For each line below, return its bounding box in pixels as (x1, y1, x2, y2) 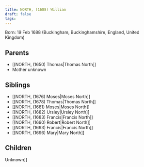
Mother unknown (12, 67, 47, 73)
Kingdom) (5, 34, 25, 40)
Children (5, 144, 32, 152)
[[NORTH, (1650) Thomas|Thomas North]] (12, 62, 96, 67)
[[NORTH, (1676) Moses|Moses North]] (12, 94, 91, 100)
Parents (5, 49, 29, 57)
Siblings (5, 81, 31, 89)
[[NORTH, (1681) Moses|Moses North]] (12, 104, 90, 110)
